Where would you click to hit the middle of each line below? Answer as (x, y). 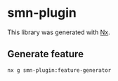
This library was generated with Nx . (59, 32)
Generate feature (46, 54)
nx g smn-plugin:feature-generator (59, 70)
